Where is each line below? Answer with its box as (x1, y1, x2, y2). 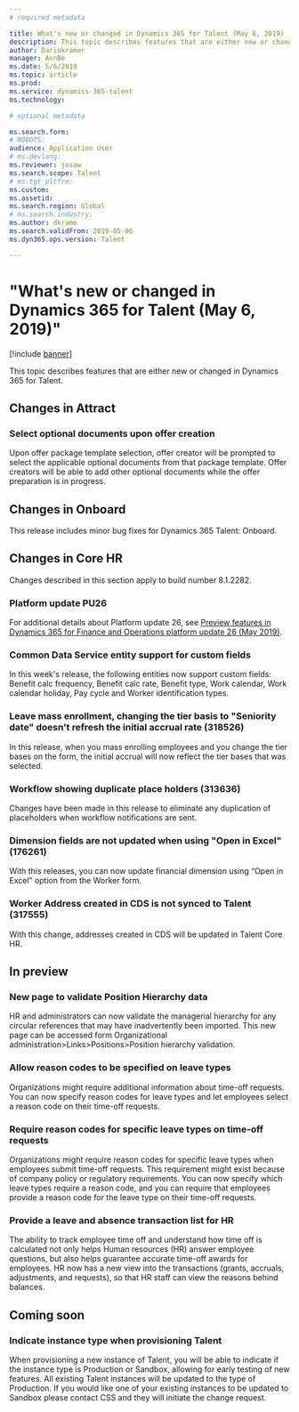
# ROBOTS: (9, 135, 46, 145)
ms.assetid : (9, 193, 53, 203)
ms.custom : (9, 185, 50, 194)
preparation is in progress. (9, 476, 106, 487)
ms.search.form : (9, 127, 69, 136)
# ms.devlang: (9, 152, 62, 161)
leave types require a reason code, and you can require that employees (9, 1182, 271, 1193)
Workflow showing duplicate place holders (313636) (9, 782, 241, 795)
